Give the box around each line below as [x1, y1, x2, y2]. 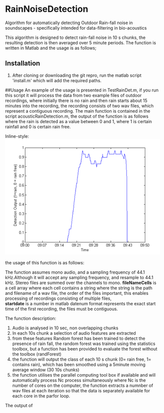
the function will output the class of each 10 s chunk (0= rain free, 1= [12, 356, 151, 362]
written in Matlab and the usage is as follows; [5, 45, 97, 51]
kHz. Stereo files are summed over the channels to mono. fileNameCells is [5, 280, 157, 286]
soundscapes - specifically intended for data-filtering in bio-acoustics [5, 25, 147, 31]
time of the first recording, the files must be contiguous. [5, 306, 118, 312]
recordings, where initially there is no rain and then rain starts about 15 [5, 97, 147, 103]
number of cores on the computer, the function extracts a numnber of [12, 382, 153, 388]
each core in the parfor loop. [12, 393, 70, 399]
